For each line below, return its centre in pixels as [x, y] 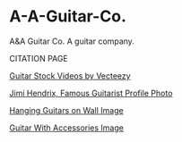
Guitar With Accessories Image [66, 128]
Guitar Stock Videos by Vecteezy [70, 75]
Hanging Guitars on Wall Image [66, 110]
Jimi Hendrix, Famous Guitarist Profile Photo [91, 93]
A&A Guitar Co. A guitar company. [72, 41]
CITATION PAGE [39, 58]
